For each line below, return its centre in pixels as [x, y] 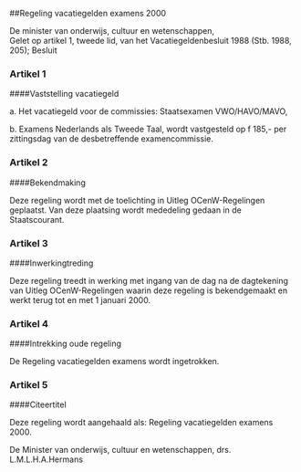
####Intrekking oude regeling [65, 344]
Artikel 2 [29, 163]
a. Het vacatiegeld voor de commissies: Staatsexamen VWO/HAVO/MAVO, [149, 111]
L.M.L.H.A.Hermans [47, 459]
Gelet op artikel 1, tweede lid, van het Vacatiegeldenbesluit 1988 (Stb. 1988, [150, 41]
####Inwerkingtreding [52, 263]
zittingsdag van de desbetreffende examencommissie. [112, 139]
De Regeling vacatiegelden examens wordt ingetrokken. [114, 362]
